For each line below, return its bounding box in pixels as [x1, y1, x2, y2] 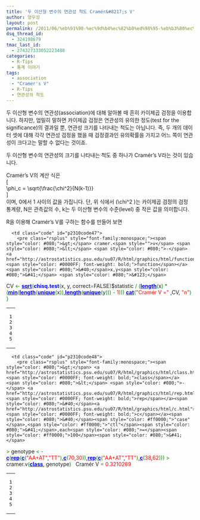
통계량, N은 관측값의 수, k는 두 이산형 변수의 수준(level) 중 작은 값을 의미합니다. [6, 205, 189, 212]
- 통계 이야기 [11, 64, 40, 70]
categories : [6, 53, 36, 59]
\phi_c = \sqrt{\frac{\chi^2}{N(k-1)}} [6, 184, 94, 191]
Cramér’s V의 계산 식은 [6, 171, 61, 179]
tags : [6, 70, 20, 76]
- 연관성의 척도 [11, 92, 45, 98]
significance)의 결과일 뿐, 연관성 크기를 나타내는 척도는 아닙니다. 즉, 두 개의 [6, 123, 182, 131]
